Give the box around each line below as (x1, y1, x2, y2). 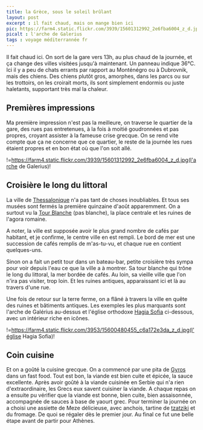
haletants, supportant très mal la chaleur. (6, 86, 108, 92)
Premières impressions (6, 103, 95, 113)
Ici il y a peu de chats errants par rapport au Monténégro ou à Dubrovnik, (6, 66, 188, 73)
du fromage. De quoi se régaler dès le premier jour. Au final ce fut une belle (6, 411, 195, 418)
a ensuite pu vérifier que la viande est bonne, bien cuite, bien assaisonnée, (6, 391, 193, 399)
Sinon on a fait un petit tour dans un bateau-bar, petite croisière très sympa (6, 258, 193, 265)
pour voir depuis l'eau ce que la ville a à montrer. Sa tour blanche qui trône (6, 264, 192, 271)
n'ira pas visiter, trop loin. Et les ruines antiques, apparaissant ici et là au (6, 277, 186, 284)
